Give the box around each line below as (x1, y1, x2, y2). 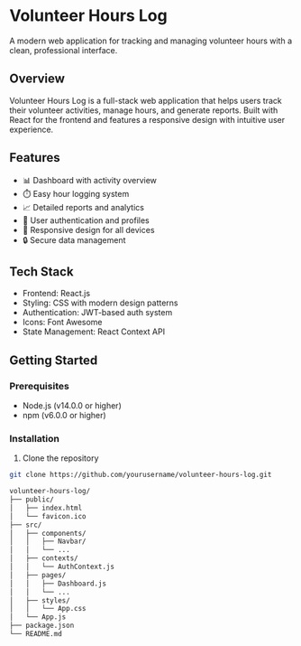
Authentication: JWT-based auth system (22, 307, 173, 318)
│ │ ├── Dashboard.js (9, 579, 106, 588)
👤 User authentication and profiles (22, 214, 150, 226)
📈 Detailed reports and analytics (22, 201, 144, 212)
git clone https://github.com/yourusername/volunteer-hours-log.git (9, 471, 272, 480)
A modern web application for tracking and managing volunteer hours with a (9, 35, 293, 46)
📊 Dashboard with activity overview (22, 174, 158, 185)
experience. (9, 124, 54, 135)
